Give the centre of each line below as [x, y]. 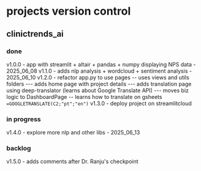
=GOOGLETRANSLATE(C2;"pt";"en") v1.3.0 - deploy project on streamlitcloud [99, 103]
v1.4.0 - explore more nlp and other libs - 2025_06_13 [73, 133]
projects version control [69, 11]
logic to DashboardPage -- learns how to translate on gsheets [84, 96]
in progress [24, 119]
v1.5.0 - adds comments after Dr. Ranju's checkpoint [73, 162]
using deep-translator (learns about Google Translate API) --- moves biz [97, 90]
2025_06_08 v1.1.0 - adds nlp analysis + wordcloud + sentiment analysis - [99, 71]
